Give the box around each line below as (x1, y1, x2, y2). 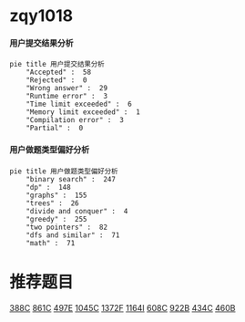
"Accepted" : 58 (26, 68, 92, 78)
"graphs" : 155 (26, 191, 88, 200)
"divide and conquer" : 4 (26, 206, 128, 215)
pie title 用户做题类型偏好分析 (9, 166, 118, 176)
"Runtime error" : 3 (26, 92, 107, 101)
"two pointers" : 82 (26, 223, 107, 232)
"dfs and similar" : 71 (26, 230, 120, 240)
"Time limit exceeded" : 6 (26, 99, 132, 109)
